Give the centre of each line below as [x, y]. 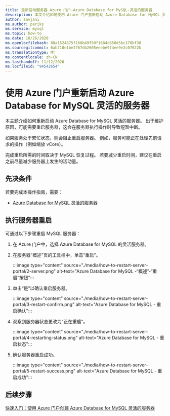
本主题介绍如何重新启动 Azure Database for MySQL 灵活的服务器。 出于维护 [84, 121]
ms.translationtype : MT [30, 52]
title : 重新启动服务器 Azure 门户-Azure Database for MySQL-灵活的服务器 [79, 10]
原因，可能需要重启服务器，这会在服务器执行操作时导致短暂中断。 [74, 127]
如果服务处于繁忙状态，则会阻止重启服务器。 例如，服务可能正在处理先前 [81, 138]
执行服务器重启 [29, 220]
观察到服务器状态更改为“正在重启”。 [50, 321]
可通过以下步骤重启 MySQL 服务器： [43, 233]
